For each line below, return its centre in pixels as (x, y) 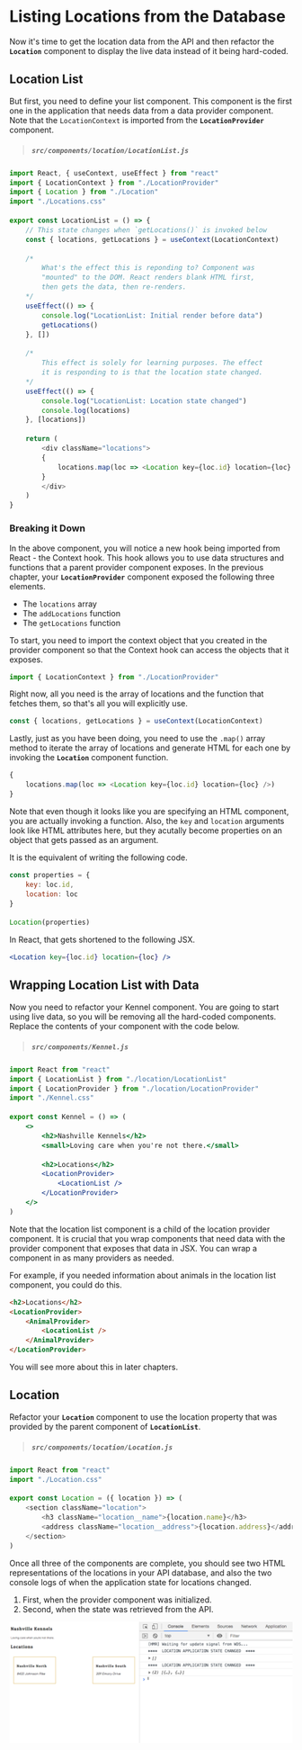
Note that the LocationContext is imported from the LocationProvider (137, 120)
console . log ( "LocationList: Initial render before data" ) (152, 315)
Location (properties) (50, 923)
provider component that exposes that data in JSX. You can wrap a (133, 1248)
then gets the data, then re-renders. (114, 287)
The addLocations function (71, 613)
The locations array (59, 604)
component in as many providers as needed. (92, 1258)
